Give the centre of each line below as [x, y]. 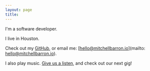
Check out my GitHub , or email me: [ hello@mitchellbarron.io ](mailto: [75, 48]
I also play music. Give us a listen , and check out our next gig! [69, 63]
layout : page [19, 10]
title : [12, 14]
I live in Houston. [22, 38]
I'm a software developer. [31, 28]
